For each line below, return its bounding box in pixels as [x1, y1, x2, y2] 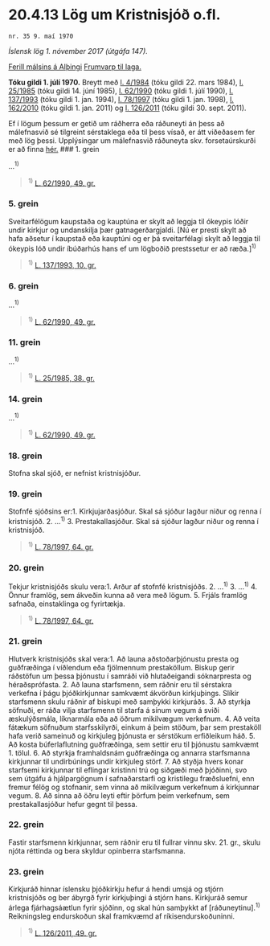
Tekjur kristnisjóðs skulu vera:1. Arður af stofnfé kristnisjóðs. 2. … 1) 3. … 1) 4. [8, 580, 258, 592]
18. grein [8, 450, 43, 461]
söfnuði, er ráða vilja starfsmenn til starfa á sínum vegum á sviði [8, 705, 219, 715]
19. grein [8, 488, 43, 499]
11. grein [8, 337, 41, 348]
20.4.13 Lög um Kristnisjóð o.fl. [8, 6, 221, 24]
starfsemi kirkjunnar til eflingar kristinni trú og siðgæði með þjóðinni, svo [8, 765, 247, 775]
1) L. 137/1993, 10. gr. [27, 259, 96, 270]
